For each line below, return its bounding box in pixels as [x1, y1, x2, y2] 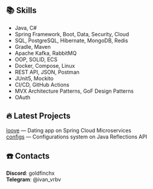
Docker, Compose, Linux [14, 62, 75, 69]
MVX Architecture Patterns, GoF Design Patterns [14, 87, 134, 94]
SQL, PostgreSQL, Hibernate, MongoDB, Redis [14, 37, 129, 44]
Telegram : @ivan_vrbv [6, 176, 61, 183]
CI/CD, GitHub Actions [14, 81, 69, 88]
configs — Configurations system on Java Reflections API [6, 133, 147, 140]
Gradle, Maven [14, 43, 51, 50]
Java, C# [14, 24, 37, 31]
